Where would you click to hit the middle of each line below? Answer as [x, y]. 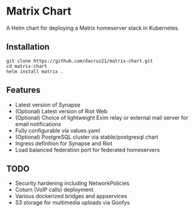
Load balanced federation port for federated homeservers [87, 150]
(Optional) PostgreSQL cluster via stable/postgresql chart [87, 137]
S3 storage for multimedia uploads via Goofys [72, 203]
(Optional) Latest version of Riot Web [61, 111]
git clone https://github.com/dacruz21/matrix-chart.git [80, 61]
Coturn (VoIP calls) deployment [54, 190]
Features [23, 90]
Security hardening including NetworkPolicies [72, 184]
